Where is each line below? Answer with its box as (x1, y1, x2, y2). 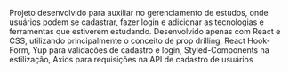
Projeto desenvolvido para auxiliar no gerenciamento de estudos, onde (9, 8, 269, 18)
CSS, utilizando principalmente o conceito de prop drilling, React (9, 35, 246, 46)
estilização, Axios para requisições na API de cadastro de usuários (9, 55, 253, 64)
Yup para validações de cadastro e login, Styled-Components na (32, 45, 269, 55)
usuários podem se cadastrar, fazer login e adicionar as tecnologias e (9, 17, 264, 27)
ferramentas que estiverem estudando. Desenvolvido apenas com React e (9, 26, 281, 36)
